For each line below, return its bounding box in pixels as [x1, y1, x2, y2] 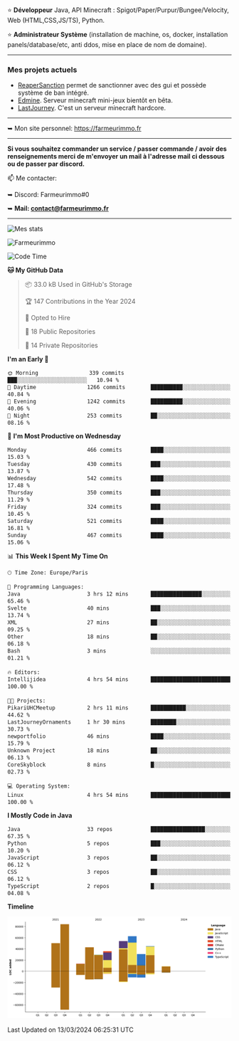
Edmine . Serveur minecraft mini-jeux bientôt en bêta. [17, 96, 173, 105]
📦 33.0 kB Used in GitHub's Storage [24, 280, 133, 289]
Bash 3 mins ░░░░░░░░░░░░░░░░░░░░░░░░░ [7, 648, 231, 655]
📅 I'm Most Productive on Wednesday [7, 432, 121, 440]
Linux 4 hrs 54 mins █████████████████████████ [7, 792, 231, 799]
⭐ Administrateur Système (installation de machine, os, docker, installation [7, 31, 228, 38]
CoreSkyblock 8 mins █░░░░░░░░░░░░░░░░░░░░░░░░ [7, 761, 231, 768]
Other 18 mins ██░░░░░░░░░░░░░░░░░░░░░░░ [7, 633, 231, 640]
